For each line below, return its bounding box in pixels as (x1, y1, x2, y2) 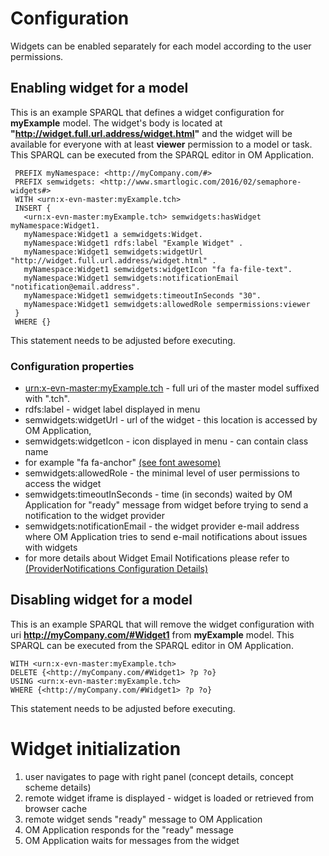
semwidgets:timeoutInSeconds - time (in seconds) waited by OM (24, 488, 293, 501)
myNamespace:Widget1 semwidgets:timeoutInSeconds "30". (23, 290, 262, 301)
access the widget (24, 478, 102, 490)
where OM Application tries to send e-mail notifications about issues (24, 531, 308, 543)
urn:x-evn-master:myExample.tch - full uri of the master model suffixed (24, 382, 320, 394)
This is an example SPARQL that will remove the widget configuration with (10, 618, 315, 630)
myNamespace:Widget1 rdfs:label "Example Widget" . (23, 238, 244, 248)
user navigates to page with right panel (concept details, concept (24, 770, 294, 782)
